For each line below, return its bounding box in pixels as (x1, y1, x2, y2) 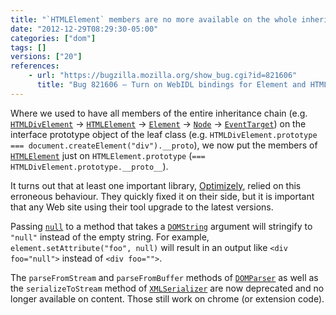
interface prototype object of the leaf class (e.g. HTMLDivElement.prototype (10, 128, 318, 140)
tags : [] (10, 42, 47, 53)
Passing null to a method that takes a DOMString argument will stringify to (10, 220, 313, 232)
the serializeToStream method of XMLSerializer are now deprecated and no (10, 282, 325, 294)
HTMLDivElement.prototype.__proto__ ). (10, 160, 169, 172)
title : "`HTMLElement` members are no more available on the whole (10, 14, 298, 25)
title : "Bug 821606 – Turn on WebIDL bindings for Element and (36, 80, 307, 90)
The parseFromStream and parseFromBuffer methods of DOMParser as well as (10, 271, 319, 283)
